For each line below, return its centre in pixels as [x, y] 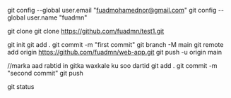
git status [21, 86]
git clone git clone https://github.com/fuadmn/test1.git [86, 31]
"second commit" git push [45, 73]
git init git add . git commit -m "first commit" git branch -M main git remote [115, 44]
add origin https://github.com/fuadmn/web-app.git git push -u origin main [115, 52]
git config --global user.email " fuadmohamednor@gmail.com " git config [112, 10]
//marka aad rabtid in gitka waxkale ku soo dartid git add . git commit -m [112, 65]
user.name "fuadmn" [57, 17]
